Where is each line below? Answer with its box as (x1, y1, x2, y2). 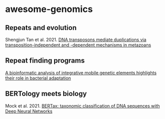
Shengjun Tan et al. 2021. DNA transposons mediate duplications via (5, 36, 146, 42)
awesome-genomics (5, 3, 93, 15)
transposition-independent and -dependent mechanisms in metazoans (5, 42, 151, 48)
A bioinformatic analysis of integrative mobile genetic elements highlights (5, 69, 157, 75)
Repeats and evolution (5, 23, 77, 32)
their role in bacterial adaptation (5, 75, 71, 81)
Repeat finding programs (5, 56, 85, 65)
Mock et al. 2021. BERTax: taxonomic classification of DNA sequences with (5, 102, 160, 108)
